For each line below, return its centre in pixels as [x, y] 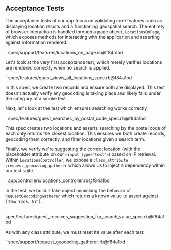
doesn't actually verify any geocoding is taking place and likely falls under [83, 93]
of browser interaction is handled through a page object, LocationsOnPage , [83, 31]
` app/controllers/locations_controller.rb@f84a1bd [57, 180]
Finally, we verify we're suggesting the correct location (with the [73, 149]
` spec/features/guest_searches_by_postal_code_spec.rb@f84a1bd [76, 118]
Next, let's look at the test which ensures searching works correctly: [77, 108]
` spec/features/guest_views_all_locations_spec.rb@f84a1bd [69, 77]
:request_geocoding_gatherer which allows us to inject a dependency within [85, 165]
